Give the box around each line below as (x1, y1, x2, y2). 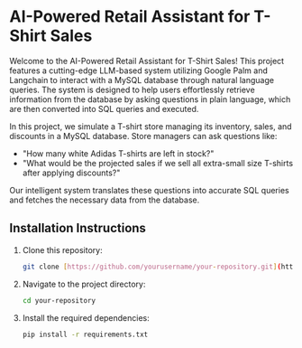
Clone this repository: (22, 244, 103, 255)
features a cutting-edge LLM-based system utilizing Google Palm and (9, 65, 269, 76)
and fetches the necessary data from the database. (9, 194, 200, 205)
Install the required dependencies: (22, 312, 151, 323)
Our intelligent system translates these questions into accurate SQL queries (9, 184, 290, 195)
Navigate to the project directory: (22, 278, 146, 289)
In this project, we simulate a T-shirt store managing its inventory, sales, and (9, 120, 292, 132)
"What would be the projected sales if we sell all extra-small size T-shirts (22, 157, 294, 168)
